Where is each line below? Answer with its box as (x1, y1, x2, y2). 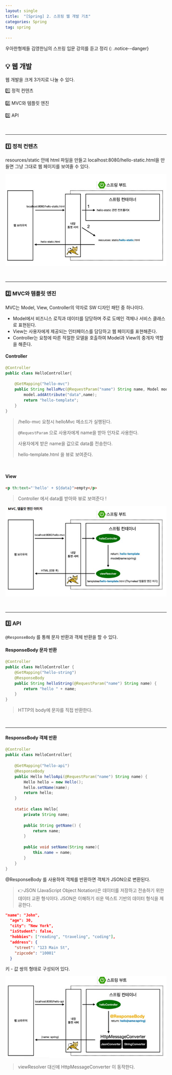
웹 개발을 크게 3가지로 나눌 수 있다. (5, 76, 75, 82)
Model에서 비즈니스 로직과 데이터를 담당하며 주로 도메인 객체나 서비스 (12, 315, 152, 321)
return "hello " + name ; (24, 686, 77, 691)
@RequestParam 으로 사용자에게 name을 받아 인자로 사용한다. (17, 429, 139, 436)
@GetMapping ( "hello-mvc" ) (14, 381, 70, 387)
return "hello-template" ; (24, 398, 79, 403)
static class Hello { (14, 807, 58, 812)
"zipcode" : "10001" (14, 951, 56, 956)
